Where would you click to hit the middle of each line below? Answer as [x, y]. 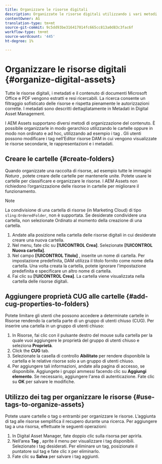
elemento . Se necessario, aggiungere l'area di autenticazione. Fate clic [83, 377]
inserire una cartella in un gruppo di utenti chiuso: [55, 326]
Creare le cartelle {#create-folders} [60, 159]
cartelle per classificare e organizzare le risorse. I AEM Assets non [71, 181]
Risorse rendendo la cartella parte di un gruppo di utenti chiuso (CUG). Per [80, 321]
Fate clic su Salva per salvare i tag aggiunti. [56, 457]
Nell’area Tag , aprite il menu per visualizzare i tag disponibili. [73, 441]
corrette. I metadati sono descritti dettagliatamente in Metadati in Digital [77, 108]
